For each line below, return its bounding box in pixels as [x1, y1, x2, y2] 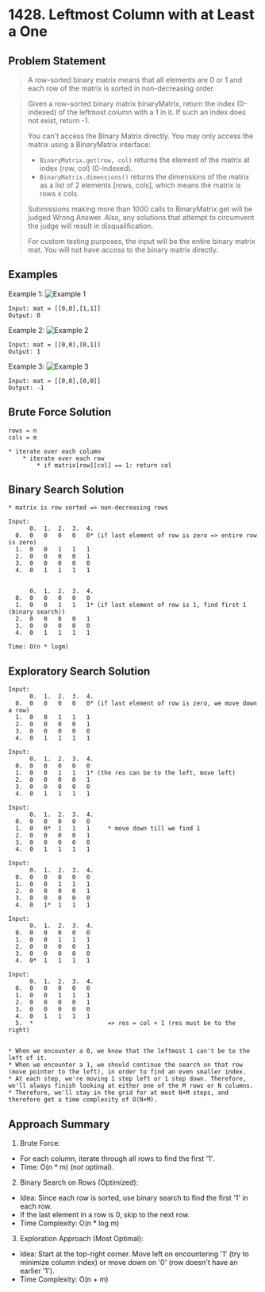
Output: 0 [8, 311, 41, 319]
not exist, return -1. [27, 116, 90, 125]
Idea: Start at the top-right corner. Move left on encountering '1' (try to [19, 1249, 250, 1259]
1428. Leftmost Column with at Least [8, 6, 255, 24]
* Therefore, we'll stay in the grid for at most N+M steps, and [8, 1089, 229, 1097]
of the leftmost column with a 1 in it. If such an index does [58, 107, 247, 117]
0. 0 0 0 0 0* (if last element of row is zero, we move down [15, 699, 258, 708]
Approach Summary [8, 1117, 110, 1131]
